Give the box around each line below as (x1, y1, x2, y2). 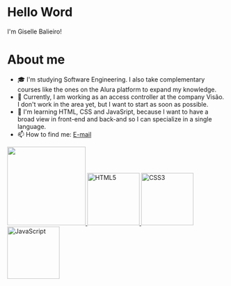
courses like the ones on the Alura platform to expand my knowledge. (17, 85, 217, 93)
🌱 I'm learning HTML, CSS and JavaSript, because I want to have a (17, 107, 209, 116)
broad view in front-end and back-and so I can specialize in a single (17, 114, 212, 123)
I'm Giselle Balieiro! (7, 27, 63, 36)
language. (17, 122, 47, 130)
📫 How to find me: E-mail (17, 130, 92, 138)
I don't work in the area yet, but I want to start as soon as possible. (17, 100, 209, 108)
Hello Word (7, 4, 73, 20)
